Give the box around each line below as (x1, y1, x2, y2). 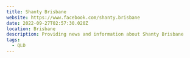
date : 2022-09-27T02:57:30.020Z (6, 20, 88, 26)
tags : (6, 37, 20, 43)
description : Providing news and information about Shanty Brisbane (6, 31, 184, 37)
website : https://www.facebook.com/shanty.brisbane (6, 14, 140, 21)
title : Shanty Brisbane (6, 8, 67, 15)
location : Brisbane (6, 25, 56, 32)
